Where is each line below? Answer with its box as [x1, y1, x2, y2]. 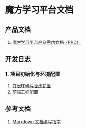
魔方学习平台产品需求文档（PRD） [12, 40, 81, 45]
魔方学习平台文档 [5, 4, 74, 16]
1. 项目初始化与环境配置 [5, 71, 60, 78]
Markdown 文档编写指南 [12, 118, 61, 125]
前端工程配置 [12, 89, 38, 95]
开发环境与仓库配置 [12, 83, 51, 88]
